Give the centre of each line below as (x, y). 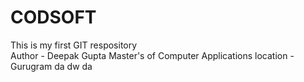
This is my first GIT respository (74, 45)
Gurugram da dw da (51, 66)
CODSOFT (53, 17)
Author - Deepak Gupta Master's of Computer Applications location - (152, 55)
